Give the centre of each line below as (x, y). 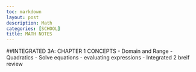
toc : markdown (24, 12)
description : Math (29, 23)
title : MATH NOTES (29, 34)
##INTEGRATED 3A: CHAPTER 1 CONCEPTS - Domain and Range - (90, 51)
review (14, 64)
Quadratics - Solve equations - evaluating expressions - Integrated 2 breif (98, 58)
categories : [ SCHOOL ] (33, 28)
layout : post (23, 17)
